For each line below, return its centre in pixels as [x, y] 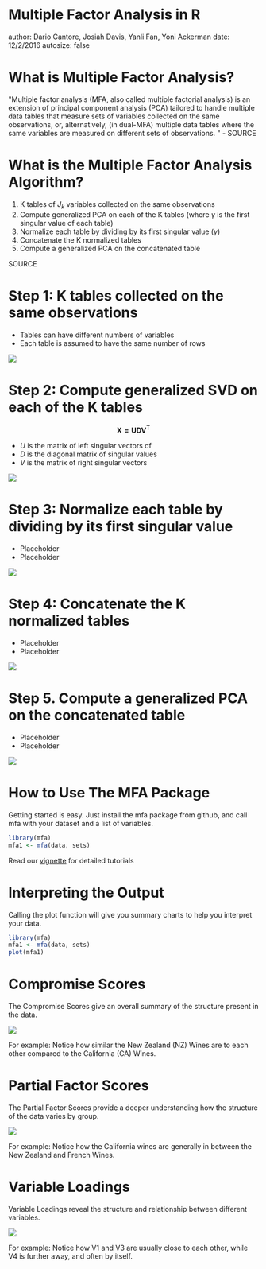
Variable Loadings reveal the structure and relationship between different [128, 1209]
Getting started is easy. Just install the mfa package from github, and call [128, 815]
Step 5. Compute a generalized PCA [128, 699]
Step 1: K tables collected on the [116, 295]
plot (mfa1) [26, 953]
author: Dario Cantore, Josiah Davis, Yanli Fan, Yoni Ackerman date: [119, 37]
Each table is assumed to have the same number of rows [112, 343]
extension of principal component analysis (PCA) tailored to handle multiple [132, 107]
